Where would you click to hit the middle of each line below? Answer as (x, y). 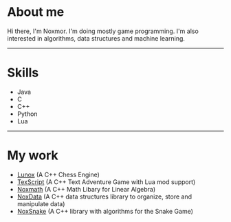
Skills (23, 73)
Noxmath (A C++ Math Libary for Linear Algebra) (86, 189)
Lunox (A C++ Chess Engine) (58, 174)
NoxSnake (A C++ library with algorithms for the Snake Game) (105, 211)
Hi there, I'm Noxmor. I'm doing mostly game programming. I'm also (103, 31)
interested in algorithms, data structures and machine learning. (96, 38)
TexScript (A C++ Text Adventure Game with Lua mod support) (106, 182)
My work (33, 155)
